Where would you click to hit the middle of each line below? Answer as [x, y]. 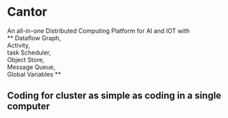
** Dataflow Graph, [34, 38]
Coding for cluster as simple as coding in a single [114, 96]
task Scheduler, [29, 53]
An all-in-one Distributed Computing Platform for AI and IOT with [99, 31]
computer [28, 106]
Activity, [19, 45]
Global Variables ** [34, 74]
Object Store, [26, 59]
